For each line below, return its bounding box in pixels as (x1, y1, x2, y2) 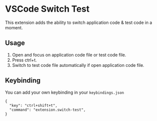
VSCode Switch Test (5, 3, 90, 15)
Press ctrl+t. (12, 57, 37, 63)
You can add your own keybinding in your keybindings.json (5, 89, 124, 95)
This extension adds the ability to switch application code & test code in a (5, 20, 152, 25)
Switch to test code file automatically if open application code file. (12, 62, 144, 68)
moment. (5, 24, 23, 30)
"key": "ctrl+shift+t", (9, 103, 57, 108)
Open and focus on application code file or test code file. (12, 52, 126, 58)
